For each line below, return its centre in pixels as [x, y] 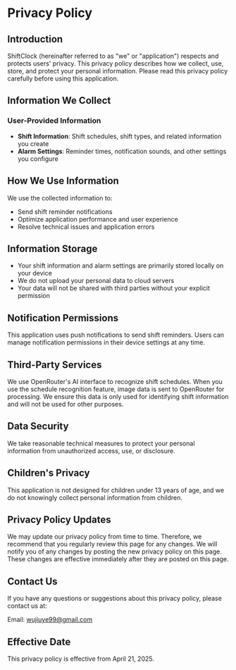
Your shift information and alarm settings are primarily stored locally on [120, 265]
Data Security [38, 426]
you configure [38, 158]
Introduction [35, 39]
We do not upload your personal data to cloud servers [96, 281]
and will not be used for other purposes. [66, 404]
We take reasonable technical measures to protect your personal [101, 443]
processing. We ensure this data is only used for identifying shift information [118, 396]
